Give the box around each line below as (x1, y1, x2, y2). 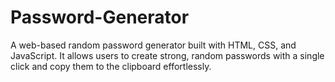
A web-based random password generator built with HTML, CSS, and (10, 39, 297, 51)
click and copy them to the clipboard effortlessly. (10, 60, 212, 72)
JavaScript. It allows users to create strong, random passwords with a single (10, 49, 325, 61)
